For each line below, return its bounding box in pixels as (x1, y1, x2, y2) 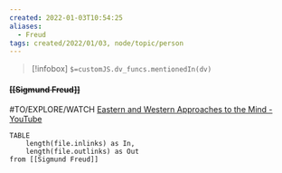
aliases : (9, 22, 42, 31)
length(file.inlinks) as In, (25, 139, 136, 149)
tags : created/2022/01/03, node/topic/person (9, 38, 183, 48)
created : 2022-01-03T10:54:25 (9, 13, 124, 23)
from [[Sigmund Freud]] (9, 155, 99, 164)
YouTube (9, 114, 42, 125)
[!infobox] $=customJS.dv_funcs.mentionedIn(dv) (31, 63, 212, 74)
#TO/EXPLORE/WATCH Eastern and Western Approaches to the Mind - (9, 104, 273, 115)
